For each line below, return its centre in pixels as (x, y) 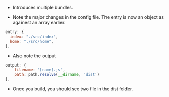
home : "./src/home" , (32, 41)
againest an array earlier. (39, 23)
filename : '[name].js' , (40, 70)
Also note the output (34, 56)
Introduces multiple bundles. (43, 7)
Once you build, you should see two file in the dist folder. (73, 89)
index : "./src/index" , (34, 37)
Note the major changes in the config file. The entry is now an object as (88, 17)
